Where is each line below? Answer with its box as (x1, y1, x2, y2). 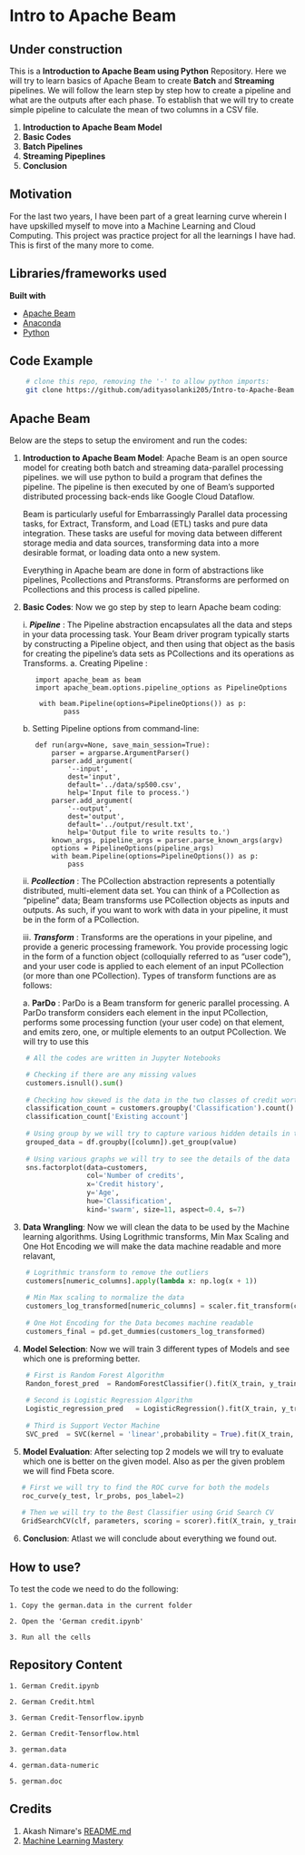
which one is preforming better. (22, 1353, 141, 1364)
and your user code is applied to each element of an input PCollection (22, 961, 284, 971)
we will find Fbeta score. (22, 1465, 115, 1476)
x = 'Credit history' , (86, 1180, 165, 1189)
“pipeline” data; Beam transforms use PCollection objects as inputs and (22, 895, 290, 906)
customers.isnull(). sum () (25, 1078, 124, 1087)
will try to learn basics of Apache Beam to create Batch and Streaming (9, 75, 275, 86)
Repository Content (9, 1657, 123, 1673)
